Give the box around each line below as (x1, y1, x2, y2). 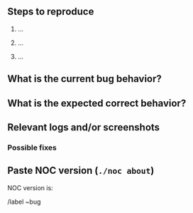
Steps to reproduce (7, 6, 94, 18)
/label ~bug (7, 197, 41, 206)
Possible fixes (7, 142, 57, 152)
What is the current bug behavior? (7, 73, 162, 85)
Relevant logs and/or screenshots (7, 121, 160, 133)
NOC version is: (7, 183, 53, 192)
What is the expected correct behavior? (7, 97, 187, 109)
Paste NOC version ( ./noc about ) (7, 165, 155, 177)
